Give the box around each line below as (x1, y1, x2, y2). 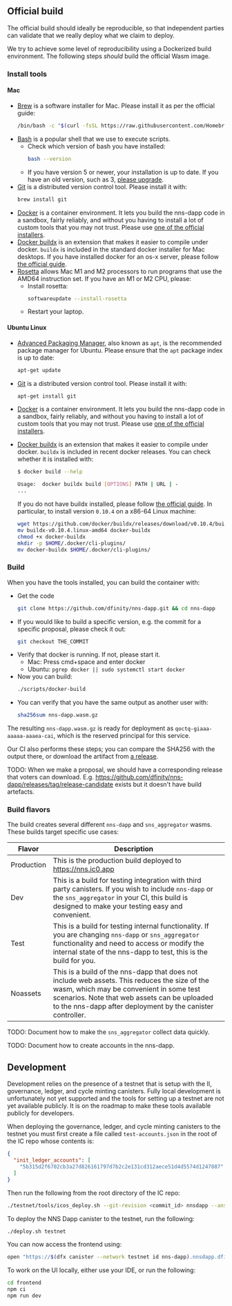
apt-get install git (17, 393, 77, 400)
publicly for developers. (7, 1109, 75, 1118)
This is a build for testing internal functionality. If (52, 922, 209, 931)
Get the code (17, 592, 55, 600)
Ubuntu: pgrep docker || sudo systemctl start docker (27, 665, 185, 674)
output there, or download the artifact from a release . (7, 752, 159, 761)
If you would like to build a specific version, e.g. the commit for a (17, 617, 202, 625)
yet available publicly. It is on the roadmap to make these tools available (7, 1102, 211, 1110)
